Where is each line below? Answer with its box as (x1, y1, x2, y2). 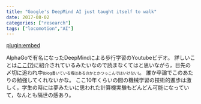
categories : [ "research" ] (6, 20, 71, 26)
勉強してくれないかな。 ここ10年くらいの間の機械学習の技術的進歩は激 (16, 77, 192, 84)
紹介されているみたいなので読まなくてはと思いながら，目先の (38, 62, 191, 69)
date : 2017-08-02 (6, 14, 50, 20)
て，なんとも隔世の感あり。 (6, 91, 74, 99)
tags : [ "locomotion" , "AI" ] (6, 25, 74, 32)
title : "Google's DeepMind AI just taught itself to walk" (6, 8, 157, 15)
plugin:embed (6, 42, 41, 49)
